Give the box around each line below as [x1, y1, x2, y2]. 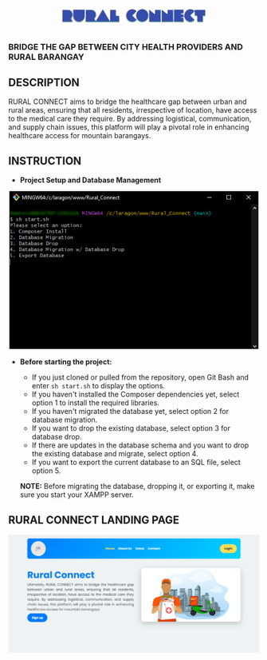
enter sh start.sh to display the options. [31, 381, 166, 391]
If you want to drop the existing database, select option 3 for [31, 423, 231, 433]
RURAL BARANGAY [8, 51, 84, 62]
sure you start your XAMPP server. [19, 490, 134, 499]
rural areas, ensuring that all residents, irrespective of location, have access [8, 105, 257, 115]
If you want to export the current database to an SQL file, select [31, 458, 241, 467]
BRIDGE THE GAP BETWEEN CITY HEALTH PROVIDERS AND [8, 41, 243, 52]
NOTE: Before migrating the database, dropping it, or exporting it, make [19, 482, 255, 491]
